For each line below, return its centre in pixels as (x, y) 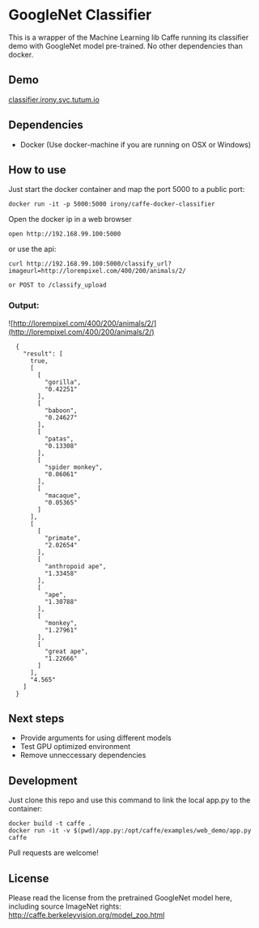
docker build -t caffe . (50, 824)
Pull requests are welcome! (53, 853)
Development (43, 780)
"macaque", (63, 496)
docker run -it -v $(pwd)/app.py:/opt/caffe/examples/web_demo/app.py (130, 831)
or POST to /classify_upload (57, 285)
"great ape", (66, 651)
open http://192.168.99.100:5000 (65, 234)
